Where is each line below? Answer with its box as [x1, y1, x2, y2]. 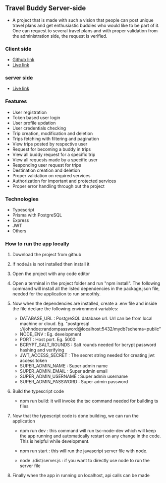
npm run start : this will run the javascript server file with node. [19, 448, 148, 454]
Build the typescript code [12, 388, 64, 394]
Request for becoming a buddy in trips [12, 146, 91, 152]
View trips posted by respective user [12, 141, 88, 147]
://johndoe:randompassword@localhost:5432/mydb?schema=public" [19, 326, 162, 332]
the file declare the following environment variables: [12, 306, 118, 312]
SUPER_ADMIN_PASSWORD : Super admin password [19, 379, 128, 385]
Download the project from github [12, 252, 82, 258]
